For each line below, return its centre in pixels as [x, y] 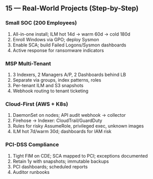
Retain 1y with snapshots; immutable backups [61, 161]
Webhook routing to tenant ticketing [50, 91]
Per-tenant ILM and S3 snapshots [48, 85]
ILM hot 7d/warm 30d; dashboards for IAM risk [62, 132]
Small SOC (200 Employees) [41, 23]
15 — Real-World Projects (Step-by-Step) [72, 8]
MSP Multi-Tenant [28, 63]
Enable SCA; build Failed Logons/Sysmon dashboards [69, 45]
